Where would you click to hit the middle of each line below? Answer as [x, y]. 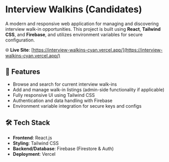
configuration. [20, 40]
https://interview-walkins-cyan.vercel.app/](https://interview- [98, 50]
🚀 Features [23, 72]
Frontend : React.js [32, 137]
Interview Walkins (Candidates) [74, 9]
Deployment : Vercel [34, 154]
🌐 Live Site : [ [19, 50]
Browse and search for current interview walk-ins [65, 84]
